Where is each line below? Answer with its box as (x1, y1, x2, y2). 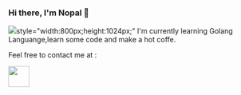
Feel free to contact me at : (8, 50, 97, 60)
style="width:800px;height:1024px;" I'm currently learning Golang (16, 26, 233, 36)
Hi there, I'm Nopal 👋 (8, 7, 89, 18)
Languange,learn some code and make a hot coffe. (8, 35, 176, 45)
